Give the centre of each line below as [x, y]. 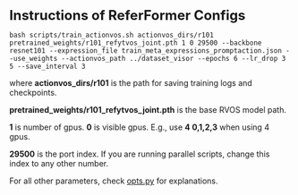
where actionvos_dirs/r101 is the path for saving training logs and [131, 83]
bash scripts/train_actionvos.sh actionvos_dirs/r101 [112, 35]
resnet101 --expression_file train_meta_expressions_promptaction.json [145, 51]
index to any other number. [59, 163]
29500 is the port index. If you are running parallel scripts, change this [140, 154]
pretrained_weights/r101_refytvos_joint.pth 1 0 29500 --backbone [136, 43]
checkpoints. [33, 93]
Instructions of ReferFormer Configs [128, 16]
